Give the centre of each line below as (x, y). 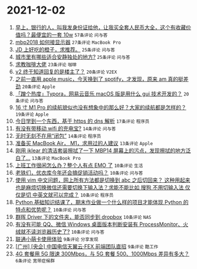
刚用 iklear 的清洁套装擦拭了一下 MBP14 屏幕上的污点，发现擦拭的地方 (100, 150)
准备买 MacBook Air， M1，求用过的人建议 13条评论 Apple (84, 143)
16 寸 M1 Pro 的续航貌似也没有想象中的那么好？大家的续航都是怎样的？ (101, 107)
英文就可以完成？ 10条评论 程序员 (75, 195)
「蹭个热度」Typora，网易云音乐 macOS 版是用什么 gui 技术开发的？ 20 (102, 94)
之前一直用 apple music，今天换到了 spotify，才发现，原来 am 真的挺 (99, 79)
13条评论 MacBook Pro (56, 158)
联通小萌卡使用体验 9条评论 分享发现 (57, 239)
